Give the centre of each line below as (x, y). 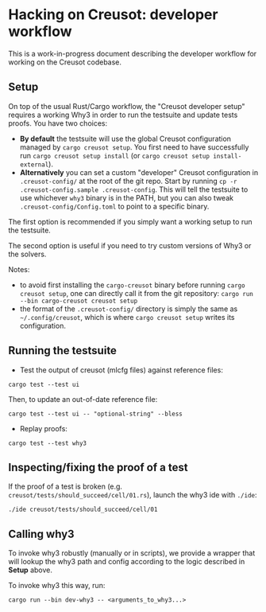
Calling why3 (41, 534)
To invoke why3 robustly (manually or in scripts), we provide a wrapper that (132, 553)
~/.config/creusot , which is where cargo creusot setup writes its (127, 317)
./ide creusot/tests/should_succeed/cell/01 (83, 510)
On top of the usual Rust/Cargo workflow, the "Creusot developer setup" (127, 106)
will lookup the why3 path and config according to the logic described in (127, 562)
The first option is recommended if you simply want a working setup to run (130, 221)
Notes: (19, 269)
